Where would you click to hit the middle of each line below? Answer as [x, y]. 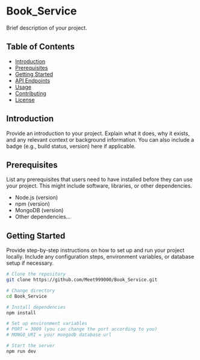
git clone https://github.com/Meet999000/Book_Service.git [82, 280]
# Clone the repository [36, 274]
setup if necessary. [30, 263]
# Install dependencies [36, 307]
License [25, 99]
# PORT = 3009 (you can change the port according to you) [82, 329]
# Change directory [31, 291]
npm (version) [32, 204]
